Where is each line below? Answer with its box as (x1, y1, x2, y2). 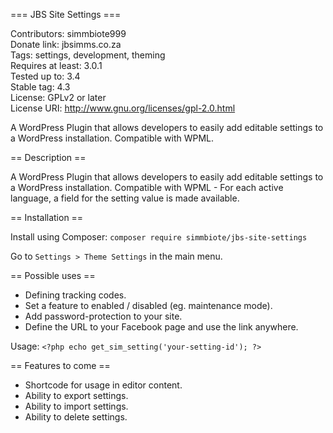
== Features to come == (10, 360, 111, 371)
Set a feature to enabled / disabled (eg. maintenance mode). (24, 300, 273, 311)
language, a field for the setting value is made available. (10, 192, 240, 204)
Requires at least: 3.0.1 (10, 60, 103, 71)
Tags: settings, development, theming (10, 49, 166, 61)
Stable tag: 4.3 (10, 81, 71, 93)
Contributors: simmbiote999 (10, 28, 127, 39)
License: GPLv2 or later (10, 92, 107, 103)
